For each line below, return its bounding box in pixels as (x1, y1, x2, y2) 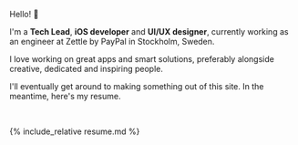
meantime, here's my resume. (9, 91, 121, 101)
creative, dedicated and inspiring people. (9, 64, 164, 74)
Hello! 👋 (9, 9, 39, 19)
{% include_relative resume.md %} (9, 126, 140, 137)
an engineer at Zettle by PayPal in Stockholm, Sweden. (9, 36, 215, 47)
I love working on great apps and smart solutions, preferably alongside (9, 54, 275, 64)
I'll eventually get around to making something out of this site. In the (9, 81, 264, 91)
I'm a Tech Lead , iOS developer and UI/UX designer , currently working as (9, 26, 289, 36)
